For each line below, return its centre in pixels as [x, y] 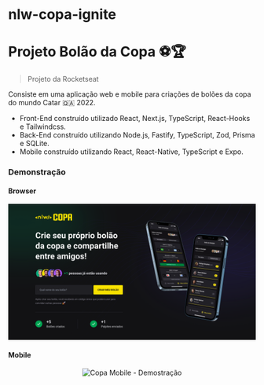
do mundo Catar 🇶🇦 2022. [52, 103]
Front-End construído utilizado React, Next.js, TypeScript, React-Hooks [135, 119]
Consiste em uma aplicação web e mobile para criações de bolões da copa [130, 94]
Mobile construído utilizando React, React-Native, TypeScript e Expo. [131, 152]
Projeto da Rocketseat [63, 79]
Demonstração [37, 172]
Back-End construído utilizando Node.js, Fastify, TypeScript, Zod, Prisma [137, 135]
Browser [22, 191]
